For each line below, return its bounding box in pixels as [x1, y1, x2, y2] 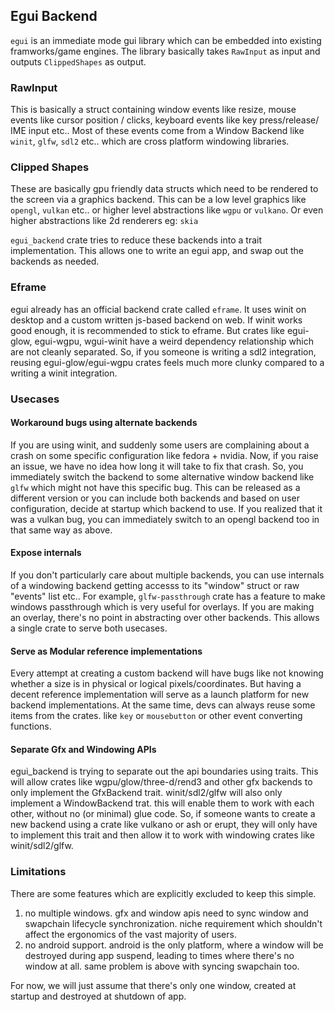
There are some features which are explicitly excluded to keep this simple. [10, 887, 317, 899]
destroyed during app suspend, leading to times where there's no [24, 949, 295, 961]
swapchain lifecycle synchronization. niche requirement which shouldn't [24, 917, 323, 929]
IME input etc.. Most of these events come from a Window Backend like [10, 125, 305, 137]
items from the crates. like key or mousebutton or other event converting [10, 710, 303, 722]
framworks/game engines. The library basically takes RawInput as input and [10, 45, 321, 57]
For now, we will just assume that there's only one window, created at [10, 979, 297, 991]
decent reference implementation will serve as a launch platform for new [10, 689, 310, 701]
